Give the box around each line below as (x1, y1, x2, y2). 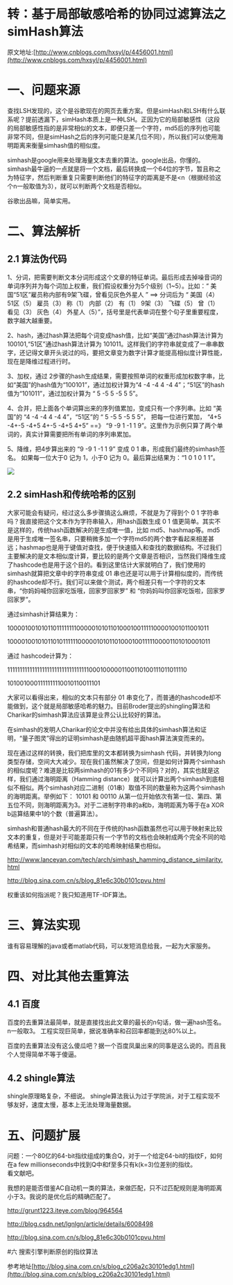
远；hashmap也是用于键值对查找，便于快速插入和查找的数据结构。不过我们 (7, 543, 222, 552)
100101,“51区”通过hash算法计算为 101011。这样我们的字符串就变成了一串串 (7, 339, 218, 348)
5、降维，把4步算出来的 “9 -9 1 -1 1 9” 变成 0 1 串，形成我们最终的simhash (7, 445, 220, 453)
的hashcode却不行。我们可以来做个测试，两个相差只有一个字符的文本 (7, 577, 206, 586)
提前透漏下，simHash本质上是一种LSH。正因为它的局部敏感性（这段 (25, 115, 221, 124)
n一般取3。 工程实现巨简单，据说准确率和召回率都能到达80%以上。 (7, 1026, 200, 1035)
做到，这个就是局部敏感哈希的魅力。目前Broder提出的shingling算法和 (12, 701, 211, 710)
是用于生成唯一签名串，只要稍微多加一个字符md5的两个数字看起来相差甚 (7, 534, 215, 543)
